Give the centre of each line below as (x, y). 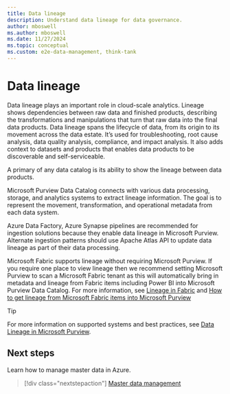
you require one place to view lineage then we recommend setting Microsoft (115, 268)
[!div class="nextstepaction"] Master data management (102, 383)
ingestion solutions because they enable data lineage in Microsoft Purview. (113, 233)
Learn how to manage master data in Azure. (69, 370)
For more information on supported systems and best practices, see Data (111, 324)
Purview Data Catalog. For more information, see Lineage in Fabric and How (115, 290)
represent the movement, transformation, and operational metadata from (110, 205)
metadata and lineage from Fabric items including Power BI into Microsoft (111, 282)
